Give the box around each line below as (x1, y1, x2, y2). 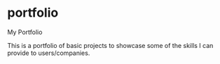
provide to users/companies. (7, 49, 90, 57)
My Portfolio (7, 28, 43, 36)
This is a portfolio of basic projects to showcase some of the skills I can (7, 41, 214, 49)
